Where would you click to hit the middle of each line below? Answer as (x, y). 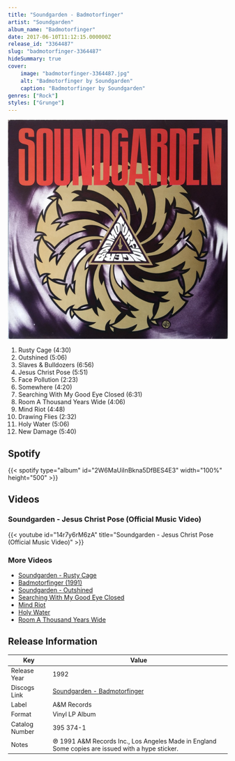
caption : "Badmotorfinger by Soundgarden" (83, 88)
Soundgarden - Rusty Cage (57, 576)
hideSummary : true (35, 59)
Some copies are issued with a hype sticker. (115, 748)
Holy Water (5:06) (44, 424)
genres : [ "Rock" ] (33, 95)
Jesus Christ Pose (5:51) (53, 372)
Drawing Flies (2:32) (47, 417)
